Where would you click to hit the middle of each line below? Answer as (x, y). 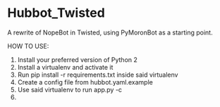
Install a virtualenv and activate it (65, 67)
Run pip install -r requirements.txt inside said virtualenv (98, 75)
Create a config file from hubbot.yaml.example (85, 82)
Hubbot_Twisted (56, 13)
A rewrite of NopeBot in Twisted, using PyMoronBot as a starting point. (110, 32)
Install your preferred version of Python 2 (77, 59)
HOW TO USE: (28, 46)
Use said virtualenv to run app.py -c (69, 89)
